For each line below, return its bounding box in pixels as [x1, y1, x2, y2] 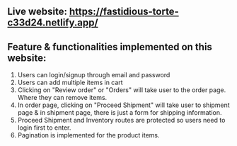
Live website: [7, 6, 68, 18]
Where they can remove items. [17, 94, 108, 102]
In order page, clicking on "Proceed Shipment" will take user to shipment [17, 101, 230, 109]
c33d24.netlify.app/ [7, 17, 98, 29]
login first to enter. [17, 123, 71, 132]
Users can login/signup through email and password [17, 71, 170, 79]
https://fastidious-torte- [69, 6, 179, 18]
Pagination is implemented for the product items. [17, 131, 160, 140]
